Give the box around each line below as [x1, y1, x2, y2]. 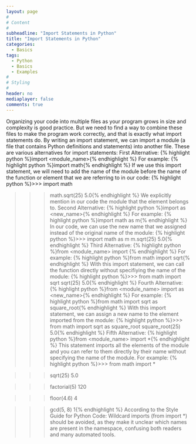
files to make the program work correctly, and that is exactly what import [6, 130, 182, 137]
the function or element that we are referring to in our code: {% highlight [6, 174, 181, 181]
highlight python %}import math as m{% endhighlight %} [49, 216, 188, 223]
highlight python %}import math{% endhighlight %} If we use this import [6, 161, 182, 168]
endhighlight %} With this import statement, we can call [49, 260, 184, 268]
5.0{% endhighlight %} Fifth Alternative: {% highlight [49, 329, 177, 336]
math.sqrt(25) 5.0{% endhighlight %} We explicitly [49, 192, 172, 199]
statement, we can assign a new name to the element [49, 310, 179, 318]
